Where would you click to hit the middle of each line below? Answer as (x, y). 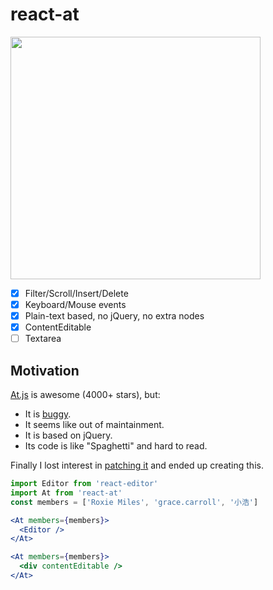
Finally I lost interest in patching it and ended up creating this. (137, 465)
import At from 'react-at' (66, 493)
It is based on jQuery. (68, 435)
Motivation (45, 370)
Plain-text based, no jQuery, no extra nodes (114, 316)
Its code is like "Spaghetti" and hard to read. (116, 446)
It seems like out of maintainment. (94, 425)
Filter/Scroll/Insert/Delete (76, 293)
